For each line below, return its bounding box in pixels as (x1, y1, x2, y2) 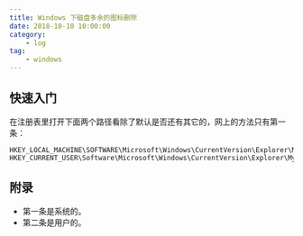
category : (9, 30, 47, 39)
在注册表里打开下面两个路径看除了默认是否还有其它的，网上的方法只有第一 (9, 116, 286, 127)
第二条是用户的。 (22, 217, 87, 228)
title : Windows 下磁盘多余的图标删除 (9, 13, 138, 23)
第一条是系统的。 (22, 205, 87, 216)
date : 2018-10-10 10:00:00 (9, 22, 111, 31)
